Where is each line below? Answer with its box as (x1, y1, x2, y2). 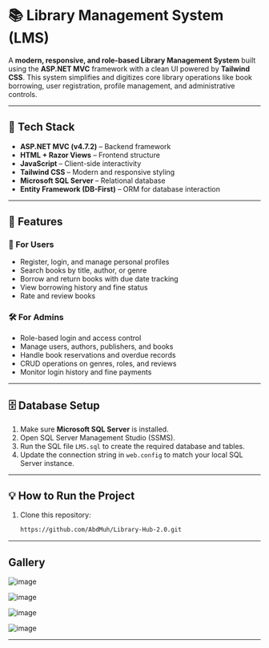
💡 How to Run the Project (8, 488, 135, 502)
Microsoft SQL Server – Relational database (19, 176, 166, 185)
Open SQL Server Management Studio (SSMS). (19, 432, 176, 442)
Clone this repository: (19, 510, 91, 520)
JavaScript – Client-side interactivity (19, 158, 142, 168)
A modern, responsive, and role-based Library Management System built (8, 55, 256, 65)
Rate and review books (19, 291, 96, 301)
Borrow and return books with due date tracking (19, 274, 179, 284)
